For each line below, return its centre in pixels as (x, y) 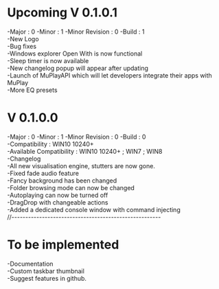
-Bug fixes (22, 46)
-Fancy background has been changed (62, 181)
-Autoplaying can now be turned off (58, 195)
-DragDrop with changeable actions (58, 202)
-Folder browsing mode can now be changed (71, 187)
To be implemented (63, 245)
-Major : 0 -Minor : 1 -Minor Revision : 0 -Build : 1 (76, 32)
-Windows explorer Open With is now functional (75, 54)
